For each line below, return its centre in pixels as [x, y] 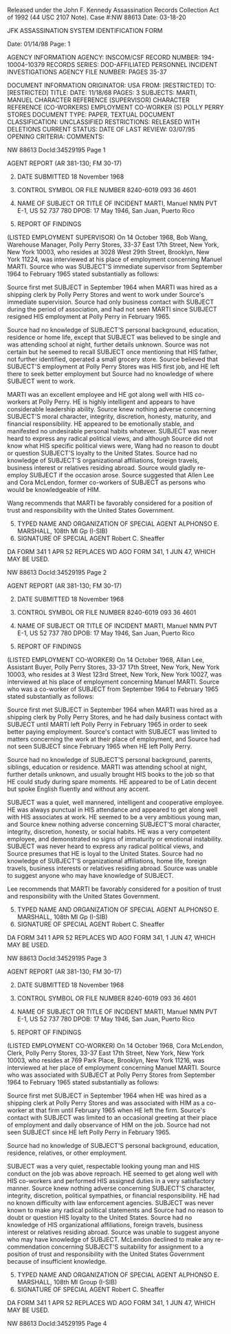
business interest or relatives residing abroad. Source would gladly [101, 468]
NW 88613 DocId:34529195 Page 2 [57, 572]
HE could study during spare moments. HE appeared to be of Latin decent [112, 782]
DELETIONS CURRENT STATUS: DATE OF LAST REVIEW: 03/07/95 [101, 129]
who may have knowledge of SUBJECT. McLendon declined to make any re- [115, 1239]
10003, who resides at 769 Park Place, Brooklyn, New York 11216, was [106, 1060]
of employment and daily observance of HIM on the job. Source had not [109, 1125]
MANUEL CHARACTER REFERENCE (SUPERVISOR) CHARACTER [99, 100]
